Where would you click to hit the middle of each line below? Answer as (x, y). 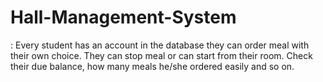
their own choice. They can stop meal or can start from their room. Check (161, 55)
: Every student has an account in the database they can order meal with (160, 45)
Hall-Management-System (123, 17)
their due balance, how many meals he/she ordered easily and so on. (152, 66)
